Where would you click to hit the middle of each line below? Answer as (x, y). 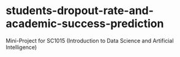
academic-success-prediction (85, 24)
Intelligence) (21, 47)
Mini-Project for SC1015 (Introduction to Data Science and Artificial (90, 40)
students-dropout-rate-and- (80, 11)
